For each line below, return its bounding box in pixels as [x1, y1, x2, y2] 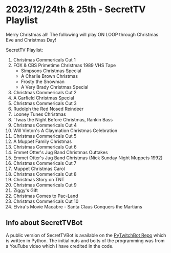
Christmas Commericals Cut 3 [13, 100, 77, 106]
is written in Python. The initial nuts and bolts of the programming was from [6, 237, 165, 244]
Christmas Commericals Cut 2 [13, 89, 77, 95]
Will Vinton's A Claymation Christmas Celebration [13, 127, 118, 134]
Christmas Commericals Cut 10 [13, 198, 79, 204]
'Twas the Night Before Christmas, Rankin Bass [13, 116, 113, 122]
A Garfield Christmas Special [13, 95, 74, 101]
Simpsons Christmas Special [20, 68, 81, 74]
